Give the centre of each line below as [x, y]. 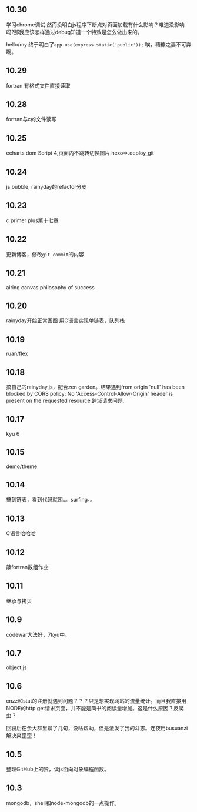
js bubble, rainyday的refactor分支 [46, 187]
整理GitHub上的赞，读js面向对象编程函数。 [58, 769]
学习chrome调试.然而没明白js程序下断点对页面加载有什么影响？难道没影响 [95, 24]
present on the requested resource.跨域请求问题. [65, 400]
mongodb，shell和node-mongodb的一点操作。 [63, 803]
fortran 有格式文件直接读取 [38, 85]
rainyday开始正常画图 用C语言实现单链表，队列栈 [66, 320]
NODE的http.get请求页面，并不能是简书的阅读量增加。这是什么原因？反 [93, 709]
